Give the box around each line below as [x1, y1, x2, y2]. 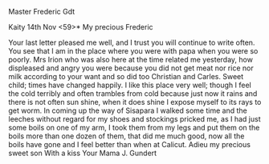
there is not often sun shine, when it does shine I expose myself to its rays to [8, 98, 262, 106]
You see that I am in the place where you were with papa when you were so [8, 46, 259, 55]
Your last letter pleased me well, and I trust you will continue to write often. [8, 38, 255, 47]
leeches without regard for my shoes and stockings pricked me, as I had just [8, 114, 261, 123]
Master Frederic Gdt [8, 7, 75, 16]
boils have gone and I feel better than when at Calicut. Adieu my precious [8, 140, 251, 149]
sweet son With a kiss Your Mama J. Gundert [8, 148, 157, 158]
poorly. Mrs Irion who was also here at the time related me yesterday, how [8, 55, 253, 64]
